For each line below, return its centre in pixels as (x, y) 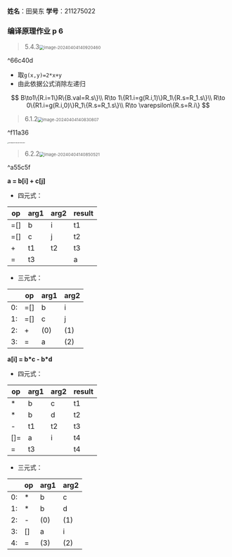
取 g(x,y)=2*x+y (39, 75)
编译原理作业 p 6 (35, 31)
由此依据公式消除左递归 (51, 84)
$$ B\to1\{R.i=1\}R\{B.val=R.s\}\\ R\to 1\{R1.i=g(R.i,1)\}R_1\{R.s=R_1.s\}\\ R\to (118, 98)
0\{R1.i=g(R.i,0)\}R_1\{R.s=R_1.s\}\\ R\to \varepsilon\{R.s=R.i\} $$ (118, 106)
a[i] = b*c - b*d (30, 359)
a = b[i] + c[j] (26, 181)
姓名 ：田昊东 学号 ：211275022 (52, 11)
